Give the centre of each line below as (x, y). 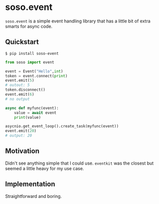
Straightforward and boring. (34, 196)
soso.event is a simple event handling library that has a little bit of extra (78, 21)
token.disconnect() (25, 90)
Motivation (22, 151)
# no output (17, 99)
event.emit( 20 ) (21, 131)
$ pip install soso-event (32, 53)
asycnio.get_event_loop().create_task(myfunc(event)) (62, 126)
